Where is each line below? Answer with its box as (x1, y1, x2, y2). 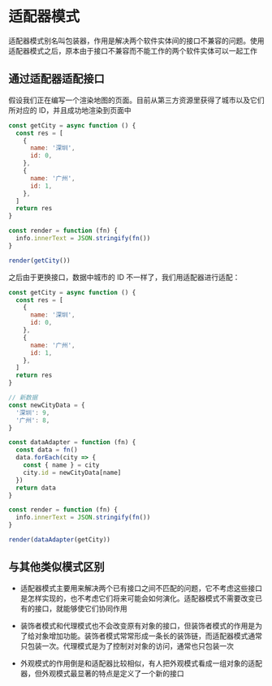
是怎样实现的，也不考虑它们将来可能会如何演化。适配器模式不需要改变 (19, 593, 256, 603)
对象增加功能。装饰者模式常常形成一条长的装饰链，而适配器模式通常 (34, 631, 262, 641)
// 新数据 (8, 394, 38, 402)
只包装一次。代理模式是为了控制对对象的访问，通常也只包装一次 (19, 641, 234, 650)
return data (15, 484, 57, 492)
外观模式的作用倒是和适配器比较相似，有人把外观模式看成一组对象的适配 (19, 658, 262, 668)
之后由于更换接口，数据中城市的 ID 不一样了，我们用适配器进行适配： (8, 272, 240, 282)
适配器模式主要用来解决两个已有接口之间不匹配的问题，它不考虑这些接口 (19, 583, 262, 593)
